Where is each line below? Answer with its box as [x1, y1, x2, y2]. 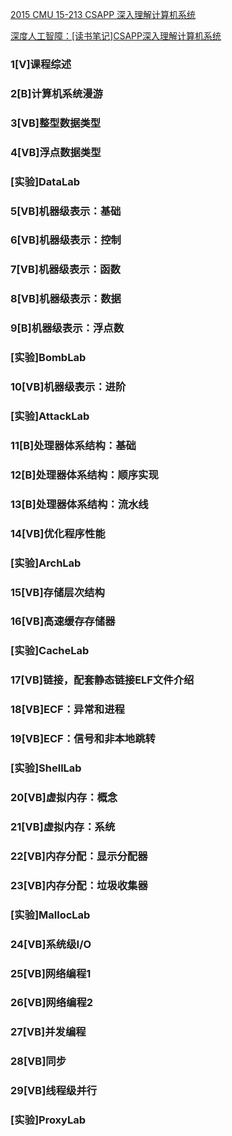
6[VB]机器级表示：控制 [10, 233, 122, 247]
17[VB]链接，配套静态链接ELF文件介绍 [10, 673, 195, 687]
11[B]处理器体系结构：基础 [10, 438, 137, 452]
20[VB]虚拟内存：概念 [10, 790, 118, 804]
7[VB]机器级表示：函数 [10, 263, 121, 277]
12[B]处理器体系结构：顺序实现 [10, 468, 159, 482]
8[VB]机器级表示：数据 [10, 292, 122, 306]
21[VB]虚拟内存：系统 [10, 819, 116, 833]
